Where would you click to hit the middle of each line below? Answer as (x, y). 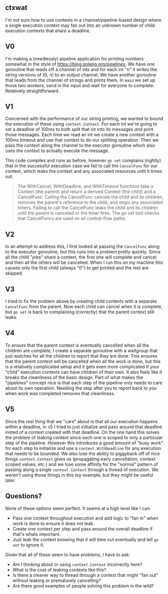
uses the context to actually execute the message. (57, 151)
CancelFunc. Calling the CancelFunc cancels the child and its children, (90, 197)
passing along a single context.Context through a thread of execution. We (82, 470)
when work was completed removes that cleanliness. (60, 393)
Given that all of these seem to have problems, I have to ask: (68, 554)
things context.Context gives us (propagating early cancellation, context (80, 459)
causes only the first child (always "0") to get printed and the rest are (77, 268)
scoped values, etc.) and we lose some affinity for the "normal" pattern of (82, 464)
